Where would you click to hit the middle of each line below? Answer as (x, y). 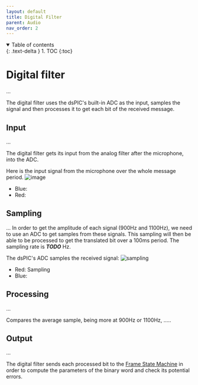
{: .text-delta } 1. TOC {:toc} (39, 51)
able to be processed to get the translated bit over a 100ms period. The (92, 240)
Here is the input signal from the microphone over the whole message (91, 171)
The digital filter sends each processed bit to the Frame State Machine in (95, 364)
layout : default (26, 12)
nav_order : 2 (22, 28)
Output (19, 339)
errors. (14, 377)
